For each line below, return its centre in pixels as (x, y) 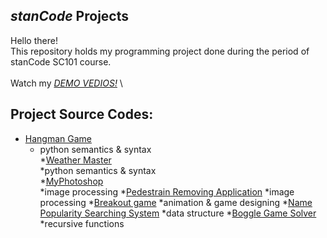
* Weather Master (75, 160)
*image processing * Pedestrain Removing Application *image (167, 191)
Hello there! (34, 40)
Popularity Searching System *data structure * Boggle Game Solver (178, 213)
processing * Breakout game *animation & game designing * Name (176, 202)
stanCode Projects (69, 16)
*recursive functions (82, 223)
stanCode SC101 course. (61, 61)
